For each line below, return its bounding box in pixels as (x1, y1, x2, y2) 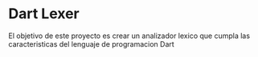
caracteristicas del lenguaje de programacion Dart (8, 39, 174, 48)
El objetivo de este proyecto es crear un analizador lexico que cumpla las (8, 31, 251, 40)
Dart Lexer (8, 5, 80, 23)
